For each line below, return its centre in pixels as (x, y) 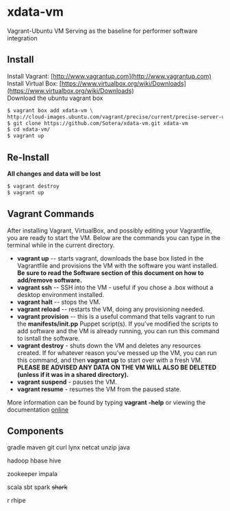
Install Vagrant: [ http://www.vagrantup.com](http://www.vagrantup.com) (109, 76)
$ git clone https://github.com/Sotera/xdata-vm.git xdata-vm (98, 123)
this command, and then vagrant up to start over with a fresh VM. (110, 360)
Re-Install (28, 157)
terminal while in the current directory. (61, 245)
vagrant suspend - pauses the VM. (67, 382)
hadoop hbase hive (34, 461)
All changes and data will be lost (54, 173)
